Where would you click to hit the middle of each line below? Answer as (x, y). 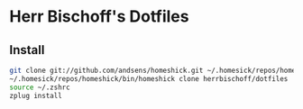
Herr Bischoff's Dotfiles (99, 17)
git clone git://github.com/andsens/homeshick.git (106, 70)
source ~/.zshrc (40, 87)
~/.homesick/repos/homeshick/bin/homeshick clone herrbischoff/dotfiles (149, 78)
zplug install (36, 95)
